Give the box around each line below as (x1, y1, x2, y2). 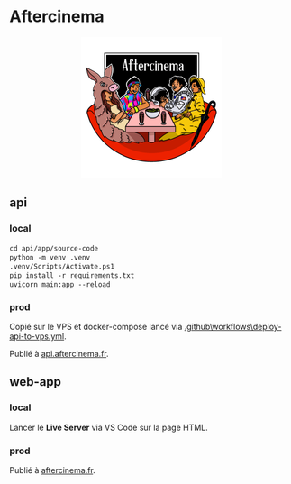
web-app (9, 374, 61, 389)
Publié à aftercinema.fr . (9, 464, 96, 475)
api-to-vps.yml (9, 331, 65, 342)
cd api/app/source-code (9, 243, 99, 253)
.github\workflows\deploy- (184, 321, 282, 332)
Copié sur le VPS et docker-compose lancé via (9, 321, 183, 332)
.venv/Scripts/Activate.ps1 (9, 261, 115, 271)
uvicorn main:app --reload (9, 279, 111, 289)
